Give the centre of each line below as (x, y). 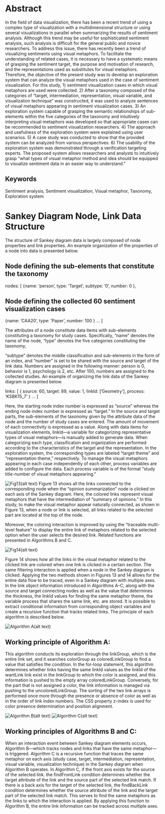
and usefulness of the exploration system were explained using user (74, 132)
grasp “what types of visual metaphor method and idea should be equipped (82, 158)
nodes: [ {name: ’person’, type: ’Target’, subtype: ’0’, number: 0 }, (71, 286)
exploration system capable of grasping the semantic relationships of (75, 111)
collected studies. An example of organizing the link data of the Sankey (77, 376)
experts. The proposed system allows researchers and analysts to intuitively (82, 153)
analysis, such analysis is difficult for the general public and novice (73, 43)
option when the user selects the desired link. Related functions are (73, 535)
